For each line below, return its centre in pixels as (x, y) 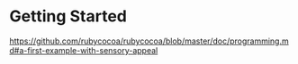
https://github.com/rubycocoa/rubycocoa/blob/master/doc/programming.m (149, 41)
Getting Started (68, 16)
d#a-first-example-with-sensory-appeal (84, 50)
